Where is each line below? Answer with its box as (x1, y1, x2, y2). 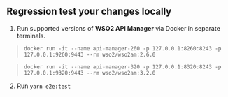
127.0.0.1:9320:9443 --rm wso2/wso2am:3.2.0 (23, 69, 156, 76)
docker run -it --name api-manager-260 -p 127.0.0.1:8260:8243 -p (23, 45, 222, 52)
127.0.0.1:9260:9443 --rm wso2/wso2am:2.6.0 (23, 51, 156, 58)
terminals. (16, 31, 46, 40)
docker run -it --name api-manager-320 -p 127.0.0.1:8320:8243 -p (23, 63, 222, 70)
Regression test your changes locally (6, 6, 172, 17)
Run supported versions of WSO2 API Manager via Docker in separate (16, 24, 221, 32)
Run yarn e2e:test (16, 82, 71, 90)
